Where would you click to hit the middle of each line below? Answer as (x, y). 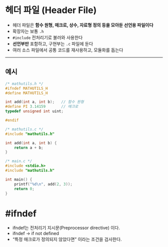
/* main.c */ (19, 161)
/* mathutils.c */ (24, 129)
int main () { (19, 179)
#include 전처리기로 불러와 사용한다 (47, 37)
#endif (12, 120)
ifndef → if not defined (35, 234)
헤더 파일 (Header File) (51, 10)
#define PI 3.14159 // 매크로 (42, 107)
